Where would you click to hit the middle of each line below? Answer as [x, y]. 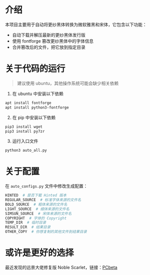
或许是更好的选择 [40, 253]
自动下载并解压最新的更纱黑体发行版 [49, 35]
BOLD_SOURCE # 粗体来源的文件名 [36, 204]
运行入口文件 [25, 141]
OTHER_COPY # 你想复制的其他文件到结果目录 [46, 232]
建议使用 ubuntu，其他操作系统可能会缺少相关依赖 [68, 83]
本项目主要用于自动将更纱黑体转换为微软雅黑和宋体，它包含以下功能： [76, 24]
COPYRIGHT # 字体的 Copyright [36, 218]
